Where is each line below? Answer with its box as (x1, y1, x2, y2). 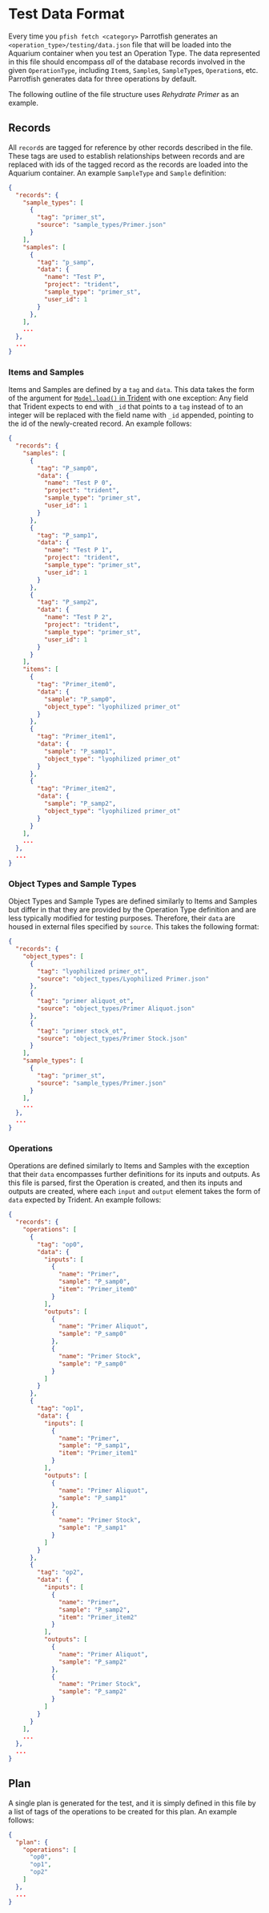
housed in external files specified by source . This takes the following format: (8, 922, 259, 932)
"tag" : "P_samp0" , (37, 464, 98, 472)
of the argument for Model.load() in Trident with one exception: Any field (8, 394, 248, 403)
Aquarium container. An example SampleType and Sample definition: (8, 168, 227, 177)
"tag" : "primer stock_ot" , (37, 1027, 127, 1035)
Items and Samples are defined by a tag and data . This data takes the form (8, 385, 255, 394)
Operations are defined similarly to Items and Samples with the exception (8, 1161, 250, 1171)
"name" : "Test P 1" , (43, 546, 113, 554)
